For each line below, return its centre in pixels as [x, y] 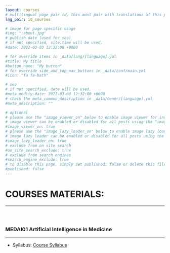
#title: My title [24, 61]
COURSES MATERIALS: [55, 194]
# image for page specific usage [40, 28]
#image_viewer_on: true [30, 127]
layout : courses [22, 10]
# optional [17, 113]
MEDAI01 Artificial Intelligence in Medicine [59, 229]
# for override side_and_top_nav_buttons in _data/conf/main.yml [75, 71]
